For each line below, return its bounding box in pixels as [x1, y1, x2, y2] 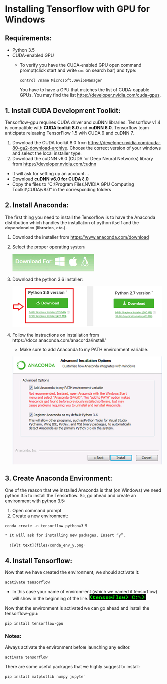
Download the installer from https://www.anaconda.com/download [12, 234, 149, 240]
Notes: [5, 633, 22, 640]
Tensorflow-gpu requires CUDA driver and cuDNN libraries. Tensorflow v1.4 [5, 119, 161, 125]
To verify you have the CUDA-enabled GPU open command [19, 62, 142, 68]
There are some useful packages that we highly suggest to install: [5, 663, 140, 669]
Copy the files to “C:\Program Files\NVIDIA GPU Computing [12, 181, 134, 187]
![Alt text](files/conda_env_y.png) [9, 543, 85, 548]
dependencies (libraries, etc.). [5, 225, 67, 230]
